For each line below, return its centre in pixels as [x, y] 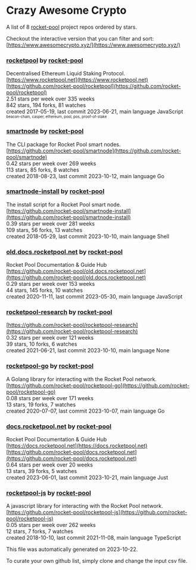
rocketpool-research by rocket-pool [59, 312]
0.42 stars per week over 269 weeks [51, 163]
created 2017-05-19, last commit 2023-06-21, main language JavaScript [95, 112]
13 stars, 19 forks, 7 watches [41, 404]
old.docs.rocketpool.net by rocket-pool [65, 252]
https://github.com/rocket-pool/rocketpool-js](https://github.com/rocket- [98, 513]
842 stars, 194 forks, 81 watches [46, 105]
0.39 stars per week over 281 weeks [51, 223]
